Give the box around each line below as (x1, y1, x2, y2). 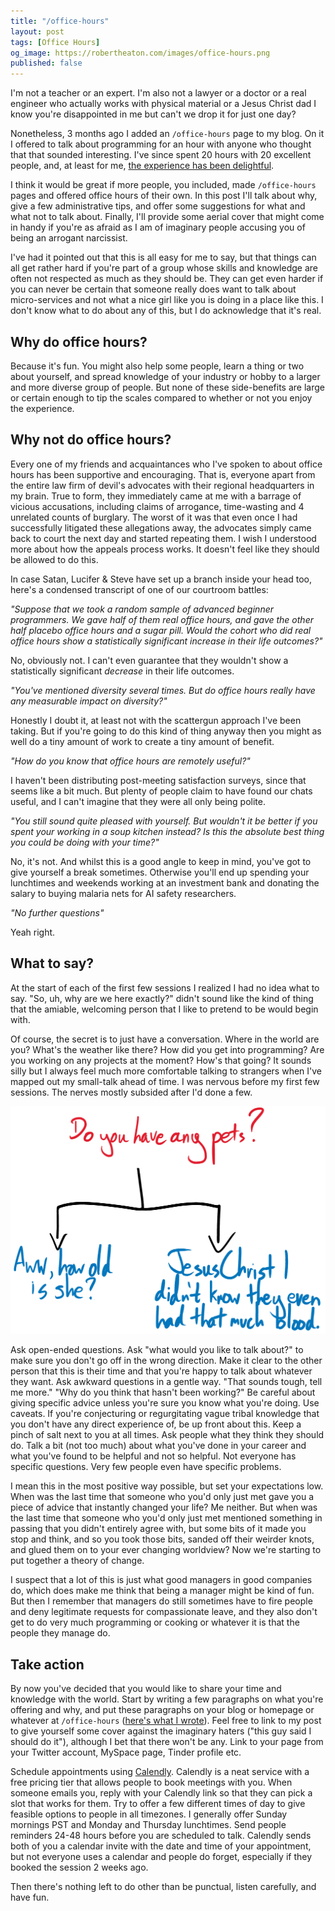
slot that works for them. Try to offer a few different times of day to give (10, 1798, 306, 1810)
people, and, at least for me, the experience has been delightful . (10, 160, 275, 172)
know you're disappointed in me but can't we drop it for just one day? (10, 108, 297, 120)
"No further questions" (10, 906, 105, 919)
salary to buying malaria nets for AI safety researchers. (10, 887, 237, 899)
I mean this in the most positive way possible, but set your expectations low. (10, 1480, 324, 1492)
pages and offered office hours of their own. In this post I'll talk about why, (10, 190, 318, 202)
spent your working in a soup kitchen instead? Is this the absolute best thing (10, 825, 325, 837)
